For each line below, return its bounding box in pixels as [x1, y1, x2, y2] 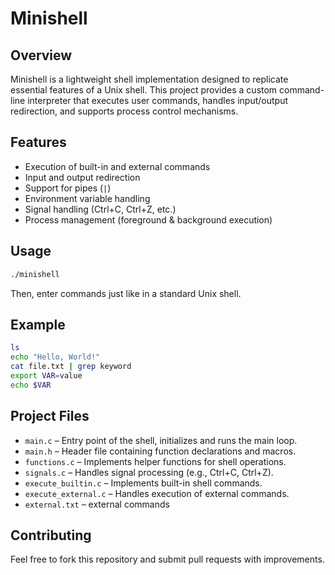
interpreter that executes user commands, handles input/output [27, 95, 288, 106]
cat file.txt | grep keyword [10, 362, 132, 372]
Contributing [10, 527, 92, 544]
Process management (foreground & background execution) [24, 213, 273, 226]
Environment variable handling [24, 192, 151, 204]
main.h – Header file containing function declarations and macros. [24, 445, 297, 457]
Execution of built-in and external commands [24, 160, 211, 172]
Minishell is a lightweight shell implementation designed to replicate [10, 73, 289, 85]
